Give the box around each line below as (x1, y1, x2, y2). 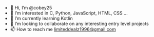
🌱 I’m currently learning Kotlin (10, 15, 73, 21)
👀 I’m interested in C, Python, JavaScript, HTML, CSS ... (10, 10, 128, 16)
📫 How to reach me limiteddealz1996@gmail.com (10, 26, 117, 32)
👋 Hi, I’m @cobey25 (10, 5, 52, 10)
